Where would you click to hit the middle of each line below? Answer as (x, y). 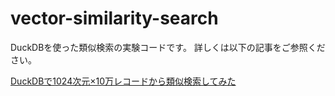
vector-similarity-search (114, 18)
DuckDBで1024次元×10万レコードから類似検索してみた (123, 81)
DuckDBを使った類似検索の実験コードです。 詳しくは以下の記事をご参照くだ (168, 47)
